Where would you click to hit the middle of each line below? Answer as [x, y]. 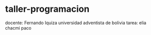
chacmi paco [18, 28]
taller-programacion [47, 9]
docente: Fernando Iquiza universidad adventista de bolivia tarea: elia [76, 23]
